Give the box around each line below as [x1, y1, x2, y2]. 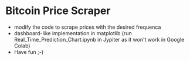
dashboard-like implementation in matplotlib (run [13, 29, 133, 36]
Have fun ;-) [13, 48, 43, 55]
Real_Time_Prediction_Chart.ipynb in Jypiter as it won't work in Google [13, 36, 185, 43]
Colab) [13, 42, 30, 49]
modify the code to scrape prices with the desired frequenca [13, 23, 161, 30]
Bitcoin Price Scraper [5, 4, 111, 18]
